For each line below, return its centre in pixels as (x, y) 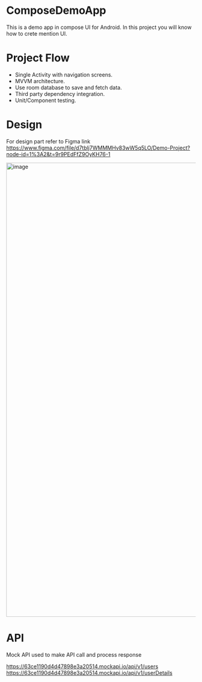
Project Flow (38, 58)
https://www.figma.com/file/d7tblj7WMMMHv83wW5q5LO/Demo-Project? (98, 148)
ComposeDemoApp (56, 11)
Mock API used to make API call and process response (74, 654)
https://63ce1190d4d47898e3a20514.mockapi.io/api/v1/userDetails (89, 672)
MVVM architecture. (40, 81)
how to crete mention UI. (37, 33)
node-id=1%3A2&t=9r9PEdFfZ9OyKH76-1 (58, 154)
